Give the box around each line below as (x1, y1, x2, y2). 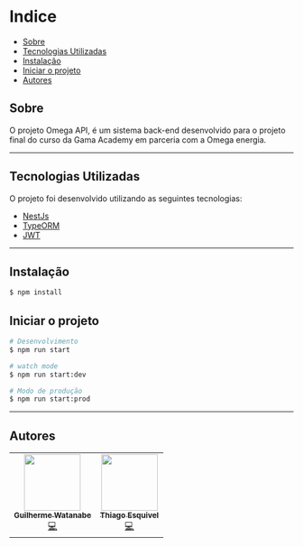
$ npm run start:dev (9, 370, 87, 379)
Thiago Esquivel (99, 510, 160, 521)
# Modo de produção (9, 386, 83, 395)
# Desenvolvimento (9, 337, 78, 347)
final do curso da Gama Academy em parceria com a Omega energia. (9, 134, 267, 145)
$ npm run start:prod (9, 394, 91, 403)
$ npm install (9, 288, 63, 297)
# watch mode (9, 361, 59, 371)
